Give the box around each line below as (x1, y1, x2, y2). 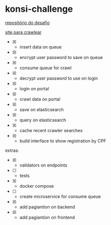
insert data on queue (19, 44, 62, 50)
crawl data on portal (19, 96, 60, 102)
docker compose (19, 183, 54, 189)
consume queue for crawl (19, 65, 72, 71)
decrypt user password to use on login (19, 75, 98, 81)
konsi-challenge (5, 3, 73, 15)
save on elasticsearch (19, 107, 64, 112)
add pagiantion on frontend (19, 214, 75, 220)
